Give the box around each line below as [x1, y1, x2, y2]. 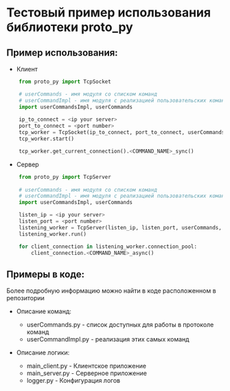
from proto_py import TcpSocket [19, 78, 111, 85]
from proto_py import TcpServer [19, 173, 111, 180]
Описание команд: [16, 307, 71, 315]
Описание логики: [16, 348, 70, 357]
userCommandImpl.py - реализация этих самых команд [26, 335, 189, 344]
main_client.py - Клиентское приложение [26, 362, 147, 370]
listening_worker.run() [19, 230, 87, 238]
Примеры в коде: [6, 268, 85, 280]
